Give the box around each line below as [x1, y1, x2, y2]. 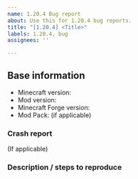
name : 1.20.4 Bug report [7, 10, 81, 18]
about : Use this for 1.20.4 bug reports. [7, 17, 132, 24]
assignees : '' [7, 37, 50, 44]
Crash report [7, 129, 53, 139]
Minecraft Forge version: [17, 103, 90, 112]
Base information [7, 69, 85, 82]
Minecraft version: [17, 88, 72, 97]
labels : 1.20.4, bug [7, 30, 69, 38]
